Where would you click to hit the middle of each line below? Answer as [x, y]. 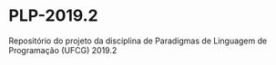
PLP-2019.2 [53, 16]
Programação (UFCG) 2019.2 [63, 50]
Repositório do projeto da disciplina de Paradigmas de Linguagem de [138, 41]
